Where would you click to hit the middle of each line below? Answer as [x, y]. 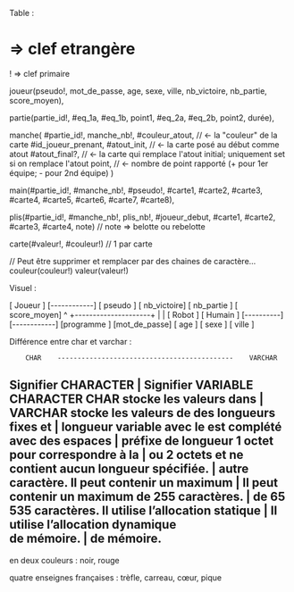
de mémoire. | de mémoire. [86, 539]
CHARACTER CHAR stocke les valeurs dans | [137, 400]
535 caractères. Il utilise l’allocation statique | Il [143, 511]
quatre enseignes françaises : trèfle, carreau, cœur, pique [116, 577]
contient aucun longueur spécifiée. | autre [129, 469]
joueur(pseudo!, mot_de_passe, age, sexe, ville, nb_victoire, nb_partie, [139, 91]
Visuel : [23, 288]
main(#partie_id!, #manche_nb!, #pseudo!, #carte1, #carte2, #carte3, [136, 190]
